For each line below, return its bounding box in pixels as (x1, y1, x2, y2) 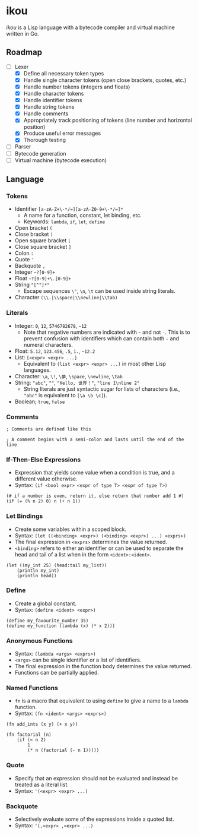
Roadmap (6, 48, 43, 58)
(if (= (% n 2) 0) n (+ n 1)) (6, 498, 81, 504)
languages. (23, 366, 52, 374)
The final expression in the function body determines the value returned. (14, 663, 192, 670)
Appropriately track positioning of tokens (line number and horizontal (23, 117, 193, 124)
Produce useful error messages (23, 129, 101, 137)
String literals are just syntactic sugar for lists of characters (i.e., (23, 385, 180, 393)
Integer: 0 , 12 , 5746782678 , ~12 (14, 322, 87, 329)
